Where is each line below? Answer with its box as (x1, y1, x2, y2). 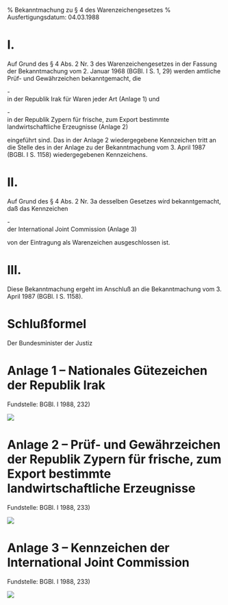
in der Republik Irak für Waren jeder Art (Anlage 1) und (7, 95, 160, 103)
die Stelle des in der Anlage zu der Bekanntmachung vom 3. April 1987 (7, 143, 206, 151)
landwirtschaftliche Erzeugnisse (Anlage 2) (7, 123, 129, 131)
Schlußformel (7, 317, 87, 332)
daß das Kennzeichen (7, 204, 68, 212)
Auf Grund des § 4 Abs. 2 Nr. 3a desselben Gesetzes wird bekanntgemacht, (7, 197, 221, 205)
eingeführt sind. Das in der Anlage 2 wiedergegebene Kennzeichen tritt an (7, 136, 217, 144)
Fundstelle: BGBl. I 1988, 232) (7, 400, 90, 408)
